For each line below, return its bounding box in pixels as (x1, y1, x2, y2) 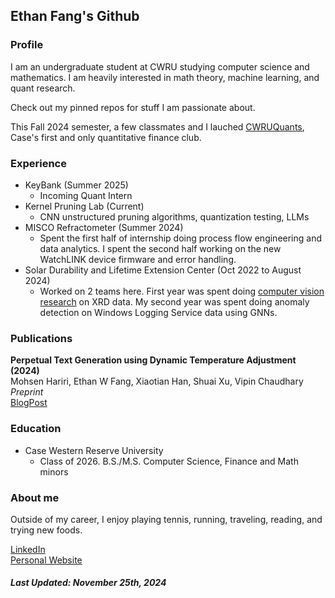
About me (10, 490, 60, 504)
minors (39, 465, 69, 478)
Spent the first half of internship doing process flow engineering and (39, 232, 323, 244)
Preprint (10, 386, 44, 398)
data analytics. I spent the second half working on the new (39, 242, 282, 254)
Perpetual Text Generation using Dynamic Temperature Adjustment (10, 354, 297, 366)
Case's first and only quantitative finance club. (10, 131, 202, 143)
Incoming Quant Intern (39, 189, 133, 201)
